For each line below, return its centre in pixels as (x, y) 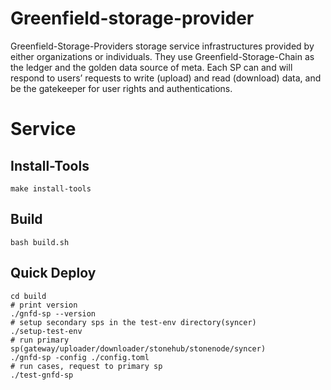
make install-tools (51, 188)
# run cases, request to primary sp (86, 366)
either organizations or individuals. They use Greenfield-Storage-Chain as (162, 56)
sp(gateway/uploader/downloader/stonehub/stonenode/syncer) (138, 348)
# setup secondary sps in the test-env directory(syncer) (133, 322)
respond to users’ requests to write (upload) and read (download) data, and (166, 78)
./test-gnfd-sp (42, 375)
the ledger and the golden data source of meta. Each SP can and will (151, 67)
